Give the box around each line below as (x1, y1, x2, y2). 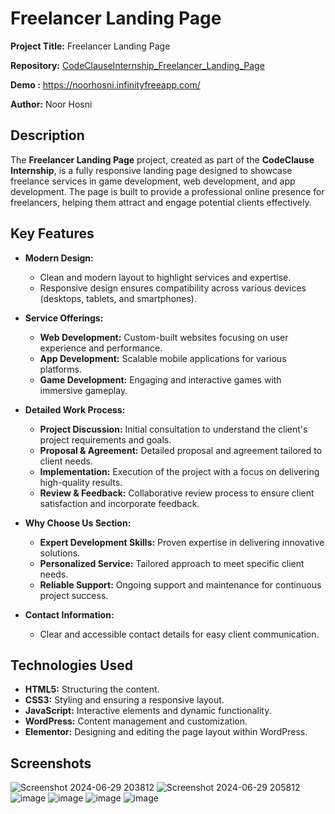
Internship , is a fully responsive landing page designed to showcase (10, 164, 293, 176)
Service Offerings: (24, 312, 104, 324)
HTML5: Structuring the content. (24, 683, 160, 696)
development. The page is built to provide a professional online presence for (10, 185, 325, 197)
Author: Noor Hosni (10, 98, 93, 110)
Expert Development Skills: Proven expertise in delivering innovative (39, 536, 325, 548)
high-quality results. (39, 476, 123, 488)
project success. (39, 589, 109, 601)
